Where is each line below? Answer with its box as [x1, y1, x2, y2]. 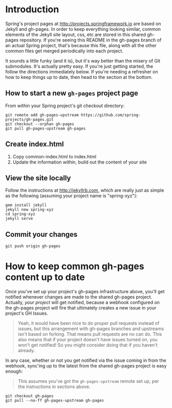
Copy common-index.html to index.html [12, 153, 96, 159]
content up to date [5, 272, 85, 283]
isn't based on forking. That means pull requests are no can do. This [17, 331, 162, 337]
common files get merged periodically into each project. [5, 48, 124, 54]
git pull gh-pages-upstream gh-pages [5, 126, 86, 131]
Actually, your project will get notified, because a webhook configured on [5, 299, 160, 305]
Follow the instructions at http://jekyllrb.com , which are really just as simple [5, 187, 164, 193]
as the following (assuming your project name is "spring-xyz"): [5, 193, 138, 199]
